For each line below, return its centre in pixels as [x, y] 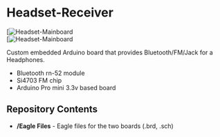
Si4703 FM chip [39, 80]
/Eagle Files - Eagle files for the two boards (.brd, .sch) [95, 126]
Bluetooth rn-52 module [51, 73]
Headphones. [26, 59]
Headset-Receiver [60, 13]
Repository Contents [52, 109]
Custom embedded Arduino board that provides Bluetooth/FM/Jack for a [110, 52]
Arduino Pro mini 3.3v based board [66, 87]
